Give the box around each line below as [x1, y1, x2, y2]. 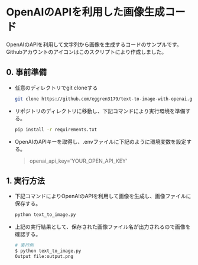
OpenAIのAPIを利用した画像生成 [6, 5, 165, 19]
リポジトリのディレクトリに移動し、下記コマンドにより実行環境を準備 [14, 107, 186, 114]
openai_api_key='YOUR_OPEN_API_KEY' [29, 157, 128, 164]
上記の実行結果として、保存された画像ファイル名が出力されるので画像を [14, 223, 191, 231]
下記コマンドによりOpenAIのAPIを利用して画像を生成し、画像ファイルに [14, 193, 191, 200]
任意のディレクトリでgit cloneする [14, 84, 98, 91]
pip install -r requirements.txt [14, 127, 98, 132]
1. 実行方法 [6, 176, 46, 186]
